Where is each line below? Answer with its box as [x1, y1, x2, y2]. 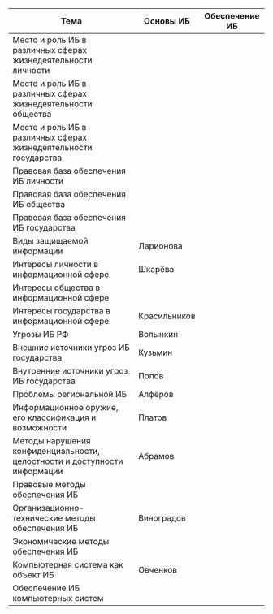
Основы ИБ [143, 15, 191, 27]
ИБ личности [12, 175, 63, 186]
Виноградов [137, 512, 186, 523]
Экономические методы [12, 536, 110, 547]
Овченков [137, 564, 177, 575]
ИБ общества [12, 199, 66, 210]
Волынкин [137, 329, 179, 339]
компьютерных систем [12, 593, 104, 603]
